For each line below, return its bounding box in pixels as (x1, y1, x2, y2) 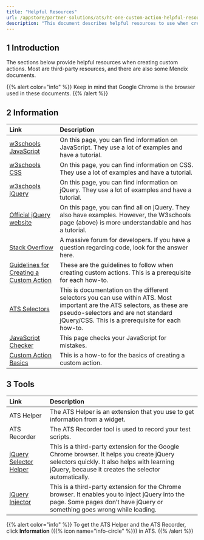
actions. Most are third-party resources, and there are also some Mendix (6, 65, 188, 73)
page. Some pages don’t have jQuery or (49, 498, 163, 506)
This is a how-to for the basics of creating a (59, 351, 185, 359)
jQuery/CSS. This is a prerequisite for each (59, 316, 181, 325)
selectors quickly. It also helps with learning (49, 457, 175, 466)
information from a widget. (49, 415, 126, 424)
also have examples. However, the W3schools (59, 211, 191, 219)
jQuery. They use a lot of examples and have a (59, 186, 192, 194)
